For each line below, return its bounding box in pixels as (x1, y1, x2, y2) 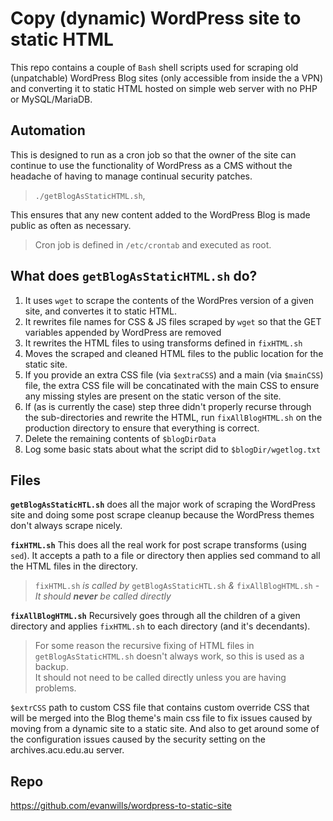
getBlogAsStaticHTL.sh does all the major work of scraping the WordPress (10, 498, 316, 511)
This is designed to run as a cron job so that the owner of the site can (10, 148, 297, 161)
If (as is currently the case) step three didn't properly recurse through (24, 400, 312, 412)
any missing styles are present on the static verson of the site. (24, 390, 282, 402)
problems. (34, 682, 77, 694)
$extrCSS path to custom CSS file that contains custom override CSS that (10, 702, 310, 714)
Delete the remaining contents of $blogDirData (24, 432, 217, 444)
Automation (10, 122, 86, 139)
